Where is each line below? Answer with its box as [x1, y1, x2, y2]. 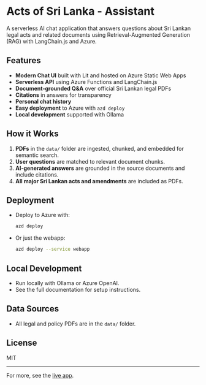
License [6, 338, 37, 348]
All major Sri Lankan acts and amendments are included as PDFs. [15, 177, 183, 185]
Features [6, 55, 41, 66]
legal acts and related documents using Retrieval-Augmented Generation [6, 31, 191, 38]
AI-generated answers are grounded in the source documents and [15, 164, 185, 172]
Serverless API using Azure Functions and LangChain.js [15, 78, 158, 85]
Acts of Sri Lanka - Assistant [6, 4, 155, 18]
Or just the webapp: [15, 234, 66, 242]
